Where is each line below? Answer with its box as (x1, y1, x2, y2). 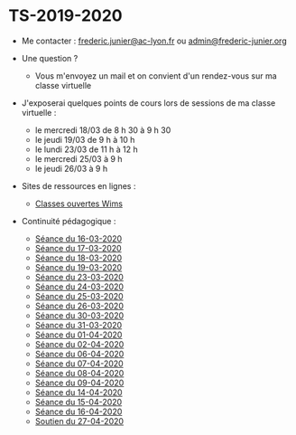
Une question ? (21, 52, 79, 63)
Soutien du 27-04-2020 (34, 415, 124, 426)
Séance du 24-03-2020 (34, 281, 124, 292)
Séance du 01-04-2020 (34, 329, 123, 340)
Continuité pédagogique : (21, 215, 116, 226)
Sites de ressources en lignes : (21, 180, 136, 191)
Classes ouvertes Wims (34, 198, 124, 209)
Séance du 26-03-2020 (34, 300, 124, 311)
